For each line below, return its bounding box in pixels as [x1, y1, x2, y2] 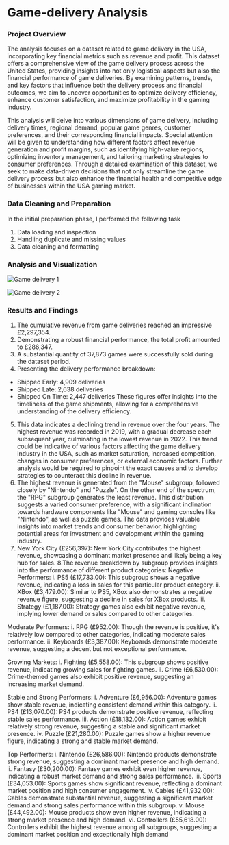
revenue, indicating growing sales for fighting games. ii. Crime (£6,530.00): [7, 665, 219, 674]
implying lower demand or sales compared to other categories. [16, 610, 195, 618]
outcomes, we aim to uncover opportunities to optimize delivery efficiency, [7, 88, 217, 97]
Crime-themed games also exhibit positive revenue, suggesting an [7, 673, 194, 681]
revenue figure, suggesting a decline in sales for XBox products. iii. [16, 595, 206, 604]
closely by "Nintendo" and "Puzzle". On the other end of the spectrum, [16, 486, 217, 494]
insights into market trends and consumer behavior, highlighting [16, 522, 197, 530]
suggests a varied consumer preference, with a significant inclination [16, 500, 212, 509]
